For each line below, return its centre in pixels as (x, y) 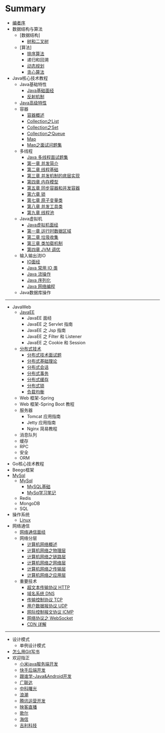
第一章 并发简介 (43, 163)
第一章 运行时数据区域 (49, 231)
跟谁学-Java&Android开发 (46, 676)
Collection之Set (43, 127)
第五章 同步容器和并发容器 (53, 188)
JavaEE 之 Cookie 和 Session (56, 342)
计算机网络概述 (42, 544)
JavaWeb (22, 307)
